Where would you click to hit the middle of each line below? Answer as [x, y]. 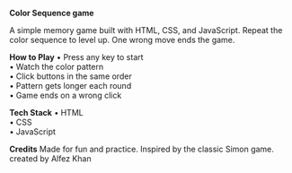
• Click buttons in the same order [71, 76]
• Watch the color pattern [57, 67]
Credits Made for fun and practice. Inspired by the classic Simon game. [142, 149]
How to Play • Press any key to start [76, 57]
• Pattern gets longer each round [71, 86]
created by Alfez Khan [50, 159]
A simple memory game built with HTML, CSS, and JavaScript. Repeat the [146, 30]
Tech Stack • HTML [46, 112]
